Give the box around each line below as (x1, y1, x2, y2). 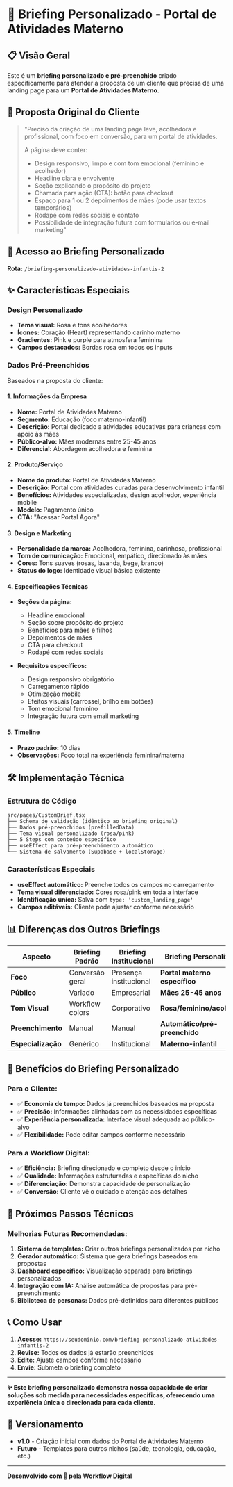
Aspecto (21, 952, 51, 961)
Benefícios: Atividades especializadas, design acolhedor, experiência (17, 491, 217, 499)
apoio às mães (17, 430, 60, 438)
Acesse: (17, 1335, 42, 1343)
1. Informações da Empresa (7, 392, 87, 400)
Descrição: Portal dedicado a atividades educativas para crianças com (17, 422, 221, 430)
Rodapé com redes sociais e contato (34, 211, 139, 219)
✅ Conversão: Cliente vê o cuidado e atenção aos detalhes (17, 1187, 187, 1196)
